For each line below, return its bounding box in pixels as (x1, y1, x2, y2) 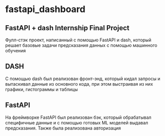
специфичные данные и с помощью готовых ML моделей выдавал (5, 119, 148, 125)
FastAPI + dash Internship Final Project (5, 24, 130, 32)
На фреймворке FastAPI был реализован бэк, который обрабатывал (5, 114, 152, 120)
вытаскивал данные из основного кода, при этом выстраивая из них (5, 81, 153, 87)
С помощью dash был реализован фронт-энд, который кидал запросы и (5, 76, 160, 82)
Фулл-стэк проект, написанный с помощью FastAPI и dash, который (5, 37, 152, 43)
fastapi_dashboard (5, 4, 86, 15)
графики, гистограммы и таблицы (5, 86, 78, 92)
